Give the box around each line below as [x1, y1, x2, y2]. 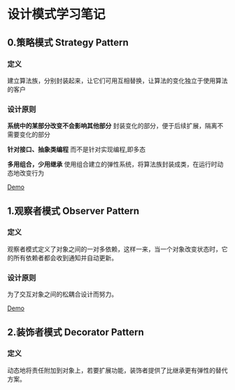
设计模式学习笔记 [7, 6, 106, 22]
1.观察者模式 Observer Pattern [7, 204, 140, 217]
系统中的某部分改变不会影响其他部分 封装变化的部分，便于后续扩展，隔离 [7, 122, 218, 130]
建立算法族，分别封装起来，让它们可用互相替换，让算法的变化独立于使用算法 [7, 76, 228, 85]
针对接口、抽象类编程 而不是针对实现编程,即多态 [7, 145, 145, 154]
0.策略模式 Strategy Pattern [7, 36, 129, 48]
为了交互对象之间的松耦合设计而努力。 [7, 290, 117, 298]
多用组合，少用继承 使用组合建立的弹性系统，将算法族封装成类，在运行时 [7, 160, 218, 169]
